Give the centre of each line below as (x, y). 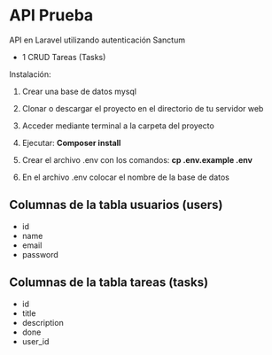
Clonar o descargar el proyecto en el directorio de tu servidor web (143, 108)
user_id (35, 341)
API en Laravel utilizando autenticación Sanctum (97, 40)
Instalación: (30, 74)
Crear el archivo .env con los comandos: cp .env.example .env (137, 159)
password (40, 254)
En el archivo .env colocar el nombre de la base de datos (126, 177)
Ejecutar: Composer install (71, 143)
